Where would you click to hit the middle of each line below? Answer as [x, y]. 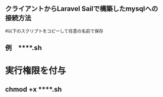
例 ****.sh [24, 48]
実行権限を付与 [36, 71]
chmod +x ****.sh [33, 89]
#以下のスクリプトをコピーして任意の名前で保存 [54, 31]
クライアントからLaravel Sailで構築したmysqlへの [82, 9]
